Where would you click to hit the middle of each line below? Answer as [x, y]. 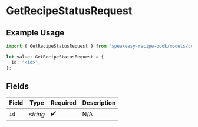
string [37, 114]
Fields [18, 86]
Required [63, 103]
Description [99, 103]
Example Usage [35, 33]
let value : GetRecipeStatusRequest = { [55, 57]
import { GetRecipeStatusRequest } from [57, 46]
